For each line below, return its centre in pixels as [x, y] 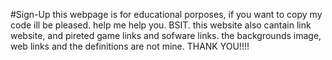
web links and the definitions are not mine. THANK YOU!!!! [130, 46]
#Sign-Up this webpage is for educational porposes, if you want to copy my [166, 14]
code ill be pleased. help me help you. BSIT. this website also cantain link [161, 25]
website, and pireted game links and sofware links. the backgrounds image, [166, 35]
